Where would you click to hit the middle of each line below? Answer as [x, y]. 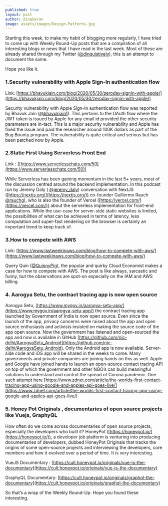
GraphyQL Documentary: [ [32, 477]
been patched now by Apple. [35, 140]
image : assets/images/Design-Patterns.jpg [50, 24]
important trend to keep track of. [39, 226]
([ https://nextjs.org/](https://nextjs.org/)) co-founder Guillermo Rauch [77, 195]
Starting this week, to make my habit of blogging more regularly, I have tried [83, 38]
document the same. [26, 59]
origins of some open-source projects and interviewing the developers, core [84, 447]
